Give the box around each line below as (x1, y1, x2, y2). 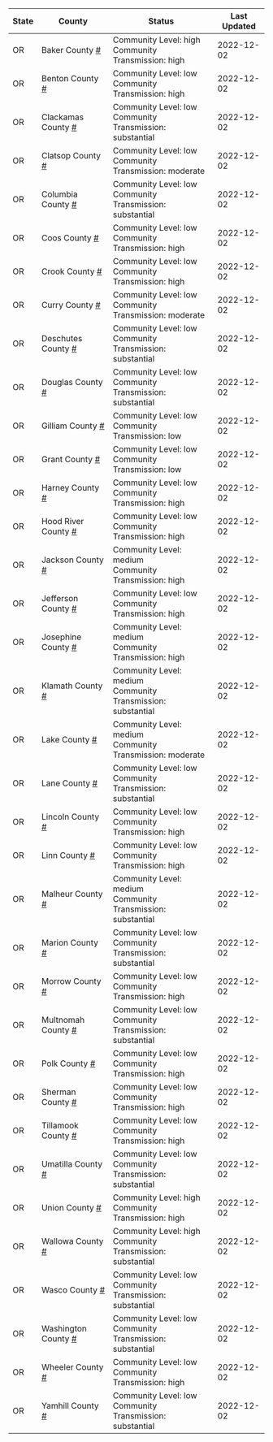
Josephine (41, 631, 82, 643)
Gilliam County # (41, 420, 105, 431)
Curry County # (41, 300, 102, 310)
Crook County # (41, 266, 102, 277)
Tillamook (41, 1120, 79, 1131)
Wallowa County (41, 1236, 104, 1246)
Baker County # (41, 45, 102, 55)
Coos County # (41, 232, 99, 243)
